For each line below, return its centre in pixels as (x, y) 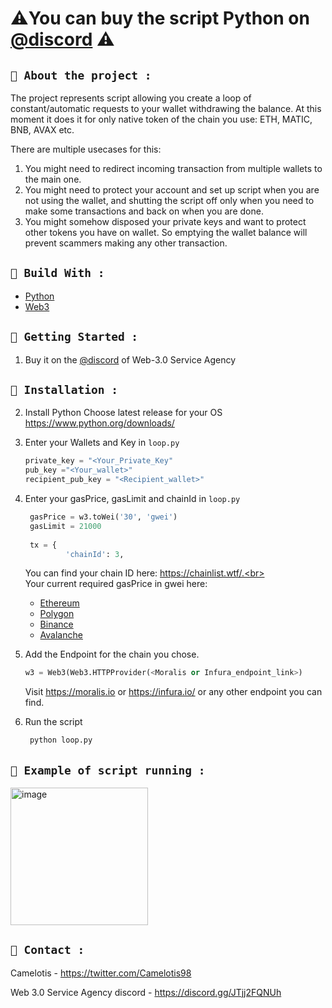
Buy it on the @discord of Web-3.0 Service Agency (130, 359)
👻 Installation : (64, 390)
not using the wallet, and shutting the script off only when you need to (169, 200)
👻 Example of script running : (108, 770)
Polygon (57, 614)
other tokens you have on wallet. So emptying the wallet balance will (166, 232)
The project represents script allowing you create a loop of (131, 98)
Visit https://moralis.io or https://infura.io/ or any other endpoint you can (173, 692)
